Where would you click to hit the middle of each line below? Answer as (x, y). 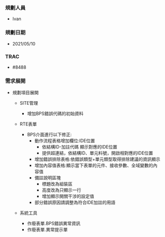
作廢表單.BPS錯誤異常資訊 (54, 224)
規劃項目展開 (25, 93)
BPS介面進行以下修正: (49, 135)
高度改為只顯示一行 (61, 190)
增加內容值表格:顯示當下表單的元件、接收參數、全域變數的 (94, 165)
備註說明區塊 (48, 178)
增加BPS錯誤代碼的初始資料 (55, 114)
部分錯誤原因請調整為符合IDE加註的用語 (75, 202)
